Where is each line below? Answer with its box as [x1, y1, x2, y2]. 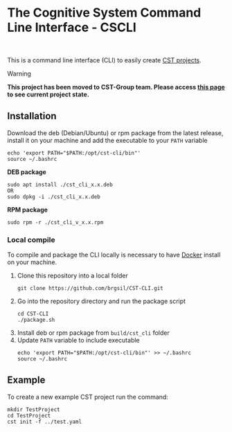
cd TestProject [7, 412, 51, 419]
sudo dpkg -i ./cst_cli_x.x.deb [7, 193, 100, 200]
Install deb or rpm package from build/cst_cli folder [17, 329, 170, 337]
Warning [7, 69, 31, 78]
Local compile [7, 234, 55, 244]
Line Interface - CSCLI [7, 19, 136, 35]
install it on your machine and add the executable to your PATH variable [7, 136, 208, 144]
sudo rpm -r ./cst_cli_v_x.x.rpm [7, 218, 104, 226]
